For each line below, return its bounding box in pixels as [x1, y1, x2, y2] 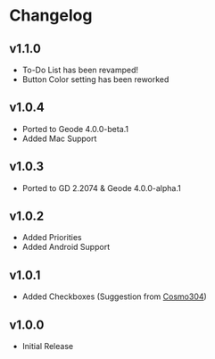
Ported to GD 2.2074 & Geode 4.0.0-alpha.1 [21, 182, 181, 193]
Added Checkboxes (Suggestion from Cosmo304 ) [21, 291, 207, 302]
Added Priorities [21, 232, 82, 243]
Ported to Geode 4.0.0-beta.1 [21, 123, 129, 134]
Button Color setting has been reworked [21, 74, 170, 85]
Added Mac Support [21, 133, 97, 144]
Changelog [9, 5, 93, 26]
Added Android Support [21, 242, 110, 253]
